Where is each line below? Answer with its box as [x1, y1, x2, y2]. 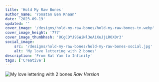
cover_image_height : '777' [5, 30, 61, 35]
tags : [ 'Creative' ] [5, 58, 46, 63]
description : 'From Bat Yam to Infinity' [5, 53, 93, 58]
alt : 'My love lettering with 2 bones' [14, 48, 97, 53]
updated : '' [5, 21, 30, 26]
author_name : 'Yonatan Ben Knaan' [5, 12, 77, 17]
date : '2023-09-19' [5, 16, 46, 21]
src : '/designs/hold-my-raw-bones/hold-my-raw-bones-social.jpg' [14, 44, 153, 49]
